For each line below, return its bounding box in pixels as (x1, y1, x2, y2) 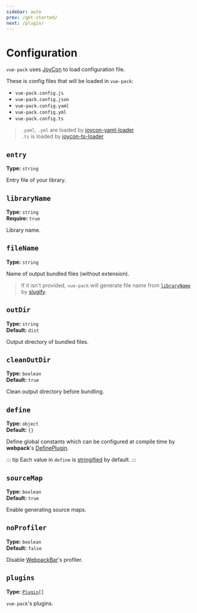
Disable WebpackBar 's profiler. (6, 556, 83, 563)
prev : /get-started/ (6, 14, 58, 20)
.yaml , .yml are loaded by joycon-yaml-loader (20, 126, 135, 134)
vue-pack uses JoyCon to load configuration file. (6, 66, 126, 73)
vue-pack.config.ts (14, 116, 64, 122)
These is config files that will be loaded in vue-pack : (6, 78, 134, 85)
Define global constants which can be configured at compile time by (6, 438, 175, 446)
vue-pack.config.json (14, 97, 69, 103)
